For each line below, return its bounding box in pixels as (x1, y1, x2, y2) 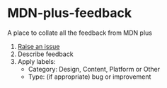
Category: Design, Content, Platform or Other (28, 65, 161, 73)
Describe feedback (17, 50, 74, 58)
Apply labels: (17, 57, 56, 65)
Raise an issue (17, 42, 60, 50)
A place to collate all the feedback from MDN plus (7, 28, 152, 37)
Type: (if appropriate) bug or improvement (28, 72, 151, 81)
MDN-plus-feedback (7, 5, 132, 21)
